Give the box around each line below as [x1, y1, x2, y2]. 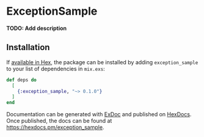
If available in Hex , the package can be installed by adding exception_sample [6, 58, 199, 65]
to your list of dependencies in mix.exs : [6, 65, 105, 72]
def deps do [6, 76, 37, 83]
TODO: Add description [6, 24, 67, 32]
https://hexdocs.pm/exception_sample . [6, 124, 104, 131]
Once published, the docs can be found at [6, 117, 112, 125]
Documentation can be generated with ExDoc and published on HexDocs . [6, 111, 192, 118]
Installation [6, 42, 50, 53]
